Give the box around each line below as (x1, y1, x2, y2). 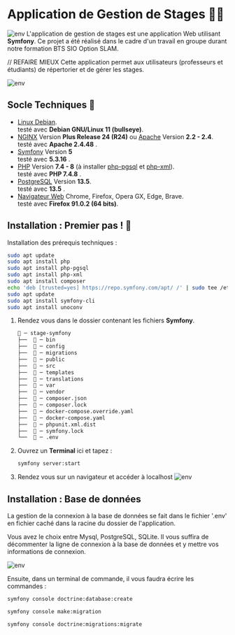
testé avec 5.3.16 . (17, 155, 71, 163)
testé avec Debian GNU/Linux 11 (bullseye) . (17, 125, 144, 134)
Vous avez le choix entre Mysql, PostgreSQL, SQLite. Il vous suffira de (7, 533, 209, 541)
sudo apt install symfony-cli (7, 297, 96, 304)
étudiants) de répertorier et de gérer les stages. (7, 65, 145, 73)
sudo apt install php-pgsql (7, 265, 90, 272)
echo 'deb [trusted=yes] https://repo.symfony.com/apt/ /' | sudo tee (7, 284, 218, 291)
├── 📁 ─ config (17, 343, 65, 350)
